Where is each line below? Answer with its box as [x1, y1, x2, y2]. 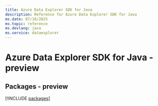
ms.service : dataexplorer [5, 30, 59, 35]
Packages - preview [5, 82, 68, 91]
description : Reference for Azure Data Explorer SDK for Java [5, 12, 137, 17]
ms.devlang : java [5, 26, 41, 31]
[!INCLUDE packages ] [5, 96, 50, 101]
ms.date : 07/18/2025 [5, 16, 48, 21]
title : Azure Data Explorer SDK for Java [5, 7, 93, 12]
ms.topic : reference [5, 21, 48, 26]
